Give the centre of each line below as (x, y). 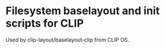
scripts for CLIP (45, 23)
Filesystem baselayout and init (83, 11)
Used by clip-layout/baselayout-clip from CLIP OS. (68, 40)
